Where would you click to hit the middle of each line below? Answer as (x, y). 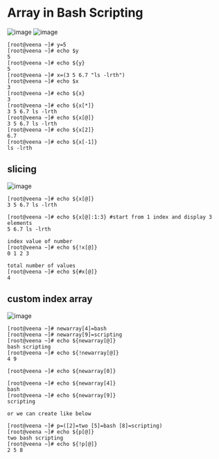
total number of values (42, 265)
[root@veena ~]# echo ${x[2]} (51, 130)
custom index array (50, 299)
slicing (22, 169)
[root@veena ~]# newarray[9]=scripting (65, 335)
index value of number (40, 241)
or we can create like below (49, 414)
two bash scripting (35, 438)
